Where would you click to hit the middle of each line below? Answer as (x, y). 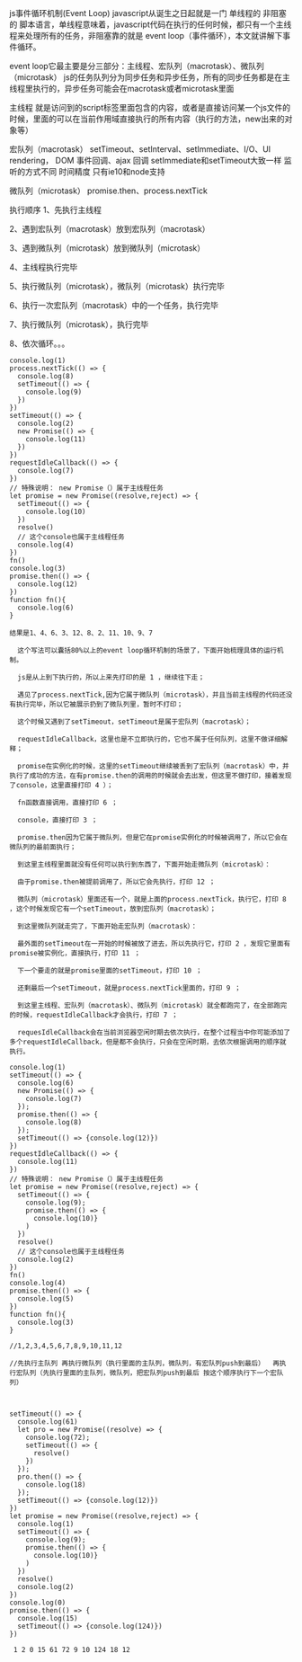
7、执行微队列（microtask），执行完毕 (79, 324)
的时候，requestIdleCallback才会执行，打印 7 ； (94, 1015)
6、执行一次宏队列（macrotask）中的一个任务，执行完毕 (114, 305)
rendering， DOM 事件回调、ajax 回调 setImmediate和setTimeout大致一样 (146, 160)
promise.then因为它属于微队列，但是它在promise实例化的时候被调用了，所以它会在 (153, 838)
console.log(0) (38, 1603)
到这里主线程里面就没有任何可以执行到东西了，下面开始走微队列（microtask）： (144, 865)
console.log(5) (46, 1299)
